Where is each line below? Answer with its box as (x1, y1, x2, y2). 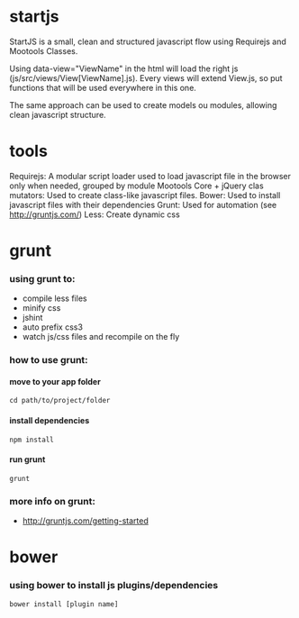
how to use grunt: (9, 354, 88, 367)
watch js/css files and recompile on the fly (22, 332, 180, 342)
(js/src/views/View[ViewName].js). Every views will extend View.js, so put (9, 72, 283, 83)
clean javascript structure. (9, 109, 106, 120)
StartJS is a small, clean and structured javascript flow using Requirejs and (9, 36, 286, 47)
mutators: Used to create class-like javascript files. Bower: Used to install (9, 189, 281, 200)
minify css (22, 303, 61, 314)
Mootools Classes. (9, 45, 78, 56)
